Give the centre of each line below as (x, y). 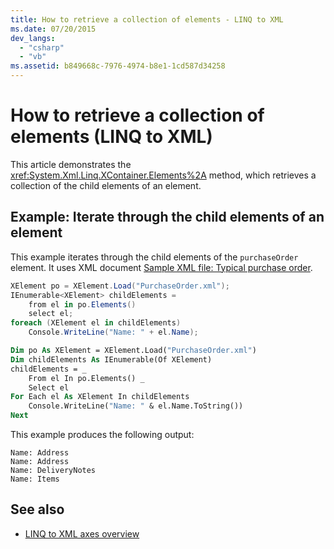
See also (37, 509)
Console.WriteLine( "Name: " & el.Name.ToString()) (136, 406)
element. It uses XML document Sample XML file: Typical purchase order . (161, 267)
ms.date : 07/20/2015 (53, 29)
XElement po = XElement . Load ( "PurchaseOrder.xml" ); (120, 286)
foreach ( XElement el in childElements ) (96, 323)
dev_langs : (33, 38)
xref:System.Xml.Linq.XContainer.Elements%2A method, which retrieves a (163, 175)
